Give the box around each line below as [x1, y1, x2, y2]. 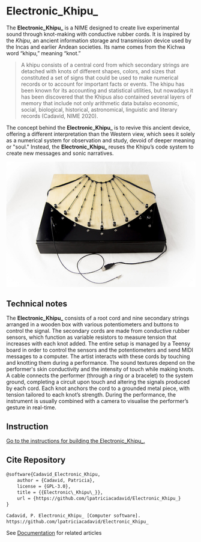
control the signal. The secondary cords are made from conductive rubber [6, 327, 190, 335]
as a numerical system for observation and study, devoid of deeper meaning [6, 136, 195, 144]
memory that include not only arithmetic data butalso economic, [20, 99, 179, 106]
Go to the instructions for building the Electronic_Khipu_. [6, 437, 145, 445]
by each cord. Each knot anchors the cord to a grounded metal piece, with [6, 385, 190, 392]
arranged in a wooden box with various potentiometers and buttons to [6, 321, 179, 328]
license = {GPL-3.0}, [17, 484, 71, 490]
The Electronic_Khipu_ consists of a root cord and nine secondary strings [6, 314, 190, 322]
